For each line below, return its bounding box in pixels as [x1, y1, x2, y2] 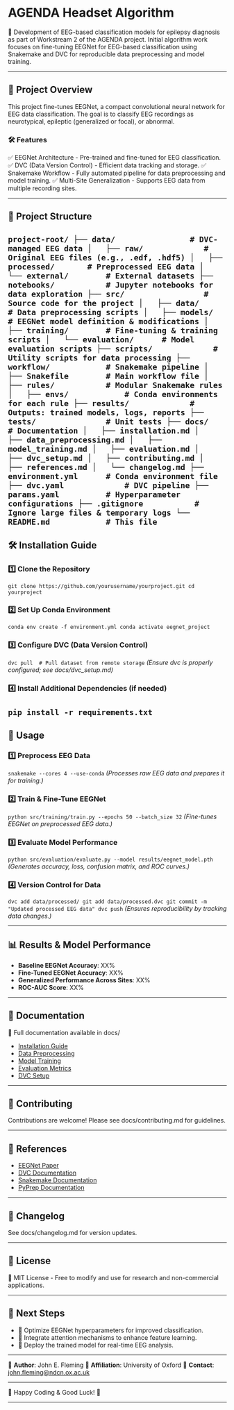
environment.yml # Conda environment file [8, 471, 218, 481]
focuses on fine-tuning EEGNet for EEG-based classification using [8, 42, 197, 51]
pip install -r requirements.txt [8, 707, 153, 718]
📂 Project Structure [8, 210, 92, 223]
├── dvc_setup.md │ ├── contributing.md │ [8, 453, 204, 463]
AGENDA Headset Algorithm [8, 5, 174, 21]
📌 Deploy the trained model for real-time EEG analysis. [17, 1341, 174, 1349]
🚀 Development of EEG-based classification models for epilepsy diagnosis [8, 28, 221, 36]
